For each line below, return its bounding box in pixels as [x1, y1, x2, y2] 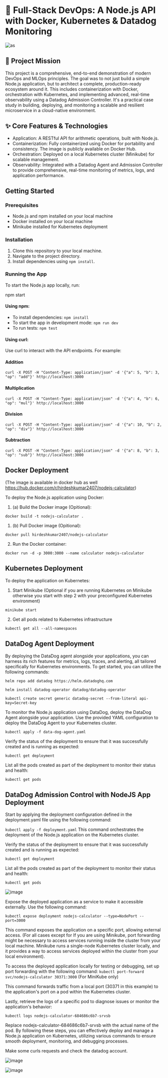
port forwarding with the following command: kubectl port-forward [5, 968, 144, 974]
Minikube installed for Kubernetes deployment [12, 224, 108, 230]
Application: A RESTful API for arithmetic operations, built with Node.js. [12, 135, 159, 141]
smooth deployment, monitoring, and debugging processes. [5, 1038, 129, 1044]
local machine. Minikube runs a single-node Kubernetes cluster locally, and [5, 943, 160, 949]
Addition [5, 359, 23, 365]
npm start [5, 292, 25, 298]
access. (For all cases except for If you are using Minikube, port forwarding [5, 932, 160, 938]
